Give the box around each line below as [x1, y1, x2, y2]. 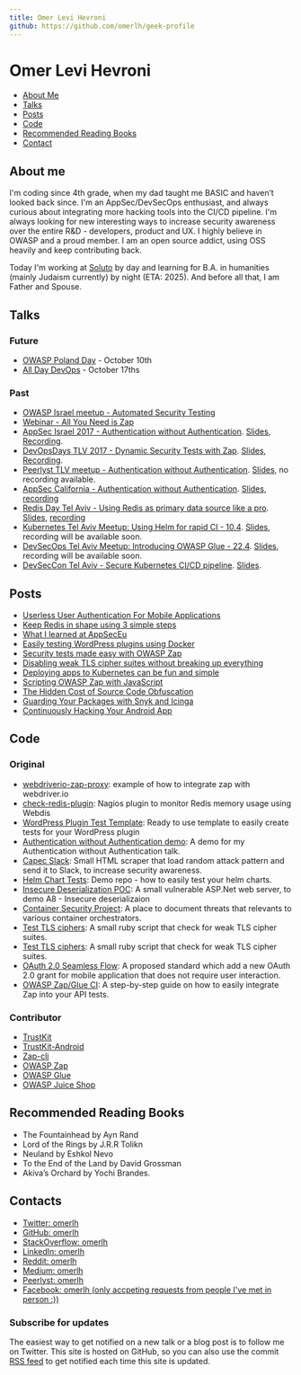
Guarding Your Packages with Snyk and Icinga [22, 696, 194, 706]
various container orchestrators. [22, 912, 142, 923]
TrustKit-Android [22, 1042, 84, 1052]
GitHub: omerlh [22, 1227, 79, 1237]
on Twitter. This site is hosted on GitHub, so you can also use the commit [9, 1345, 279, 1357]
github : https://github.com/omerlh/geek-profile [9, 22, 195, 31]
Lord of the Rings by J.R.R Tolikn [22, 1139, 144, 1149]
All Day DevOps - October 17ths [22, 364, 140, 375]
